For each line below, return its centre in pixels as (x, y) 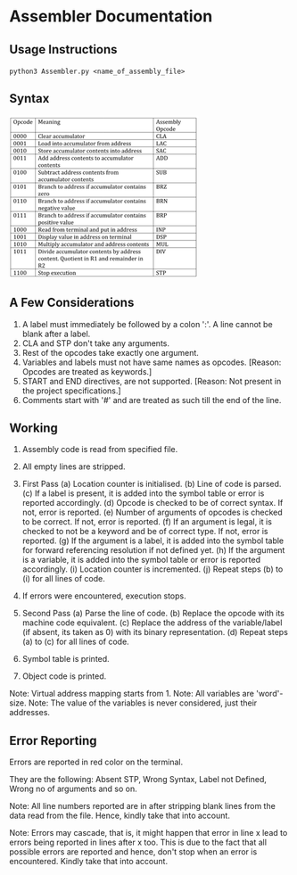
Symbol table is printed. (66, 659)
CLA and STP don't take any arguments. (96, 343)
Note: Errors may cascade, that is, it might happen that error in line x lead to (148, 833)
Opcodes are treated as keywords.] (87, 371)
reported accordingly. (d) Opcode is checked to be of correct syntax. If (153, 503)
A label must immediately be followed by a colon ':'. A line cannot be (148, 324)
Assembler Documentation (111, 17)
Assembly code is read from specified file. (100, 450)
